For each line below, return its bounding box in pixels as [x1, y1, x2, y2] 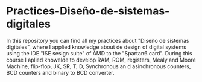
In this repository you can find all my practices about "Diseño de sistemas [6, 37, 189, 44]
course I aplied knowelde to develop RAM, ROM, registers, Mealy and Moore [6, 56, 196, 63]
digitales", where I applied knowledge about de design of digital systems [6, 43, 187, 51]
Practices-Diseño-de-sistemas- [6, 4, 170, 18]
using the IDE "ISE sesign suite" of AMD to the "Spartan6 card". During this [6, 49, 192, 57]
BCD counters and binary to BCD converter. [6, 69, 115, 76]
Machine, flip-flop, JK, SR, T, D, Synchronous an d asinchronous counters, [6, 62, 191, 70]
